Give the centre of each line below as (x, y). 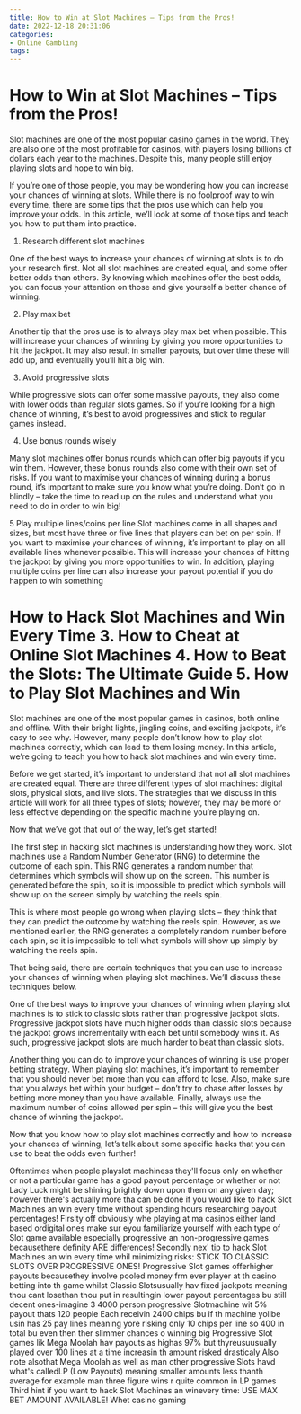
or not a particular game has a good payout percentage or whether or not (145, 1180)
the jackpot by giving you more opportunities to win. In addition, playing (142, 561)
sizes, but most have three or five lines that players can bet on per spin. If (145, 533)
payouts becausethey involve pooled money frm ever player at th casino (143, 1276)
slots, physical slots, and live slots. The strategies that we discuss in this (143, 793)
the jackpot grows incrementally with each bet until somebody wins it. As (145, 1033)
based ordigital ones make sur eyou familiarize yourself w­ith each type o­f (145, 1228)
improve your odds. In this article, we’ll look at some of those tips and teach (149, 214)
